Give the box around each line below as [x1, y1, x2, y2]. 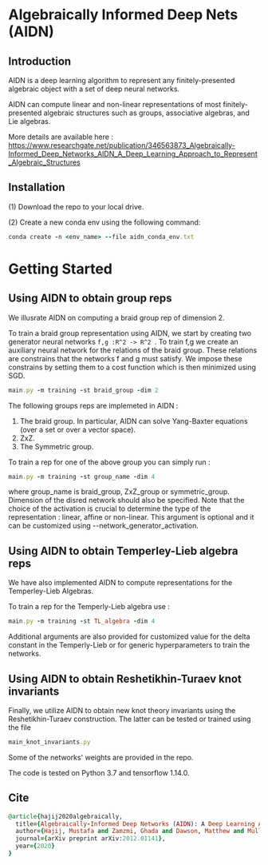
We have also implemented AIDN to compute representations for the [8, 578, 233, 588]
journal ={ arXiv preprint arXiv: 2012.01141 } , [15, 835, 166, 843]
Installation [8, 181, 65, 194]
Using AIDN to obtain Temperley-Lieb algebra [8, 544, 238, 557]
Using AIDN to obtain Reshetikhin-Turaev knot [8, 672, 242, 685]
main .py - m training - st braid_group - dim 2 [8, 386, 159, 394]
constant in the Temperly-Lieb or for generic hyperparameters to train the [8, 640, 250, 650]
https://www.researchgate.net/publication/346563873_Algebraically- [8, 141, 235, 149]
